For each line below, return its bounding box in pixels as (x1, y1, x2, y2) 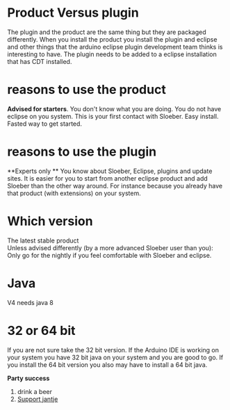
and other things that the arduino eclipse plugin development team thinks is (7, 42, 223, 51)
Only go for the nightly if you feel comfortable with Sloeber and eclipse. (7, 251, 212, 259)
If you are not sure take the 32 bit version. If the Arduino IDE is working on (7, 345, 219, 354)
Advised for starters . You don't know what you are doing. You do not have (7, 104, 222, 113)
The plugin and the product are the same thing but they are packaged (7, 28, 206, 36)
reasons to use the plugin (7, 144, 157, 160)
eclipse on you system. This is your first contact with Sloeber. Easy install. (7, 112, 219, 120)
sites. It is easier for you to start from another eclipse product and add (7, 174, 208, 182)
